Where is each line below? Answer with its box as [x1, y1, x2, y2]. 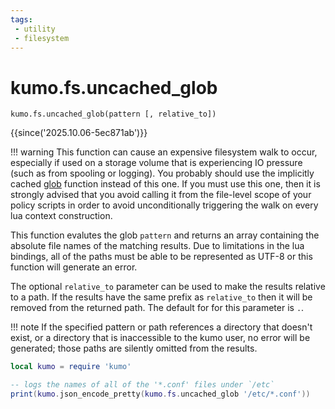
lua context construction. [10, 210, 113, 222]
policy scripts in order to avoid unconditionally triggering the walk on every [10, 199, 319, 211]
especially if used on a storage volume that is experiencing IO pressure [10, 157, 303, 169]
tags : [10, 14, 33, 25]
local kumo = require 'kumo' [10, 362, 132, 372]
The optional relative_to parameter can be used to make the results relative [10, 281, 326, 293]
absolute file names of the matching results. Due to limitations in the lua [10, 240, 305, 252]
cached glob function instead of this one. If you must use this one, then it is [10, 178, 321, 190]
